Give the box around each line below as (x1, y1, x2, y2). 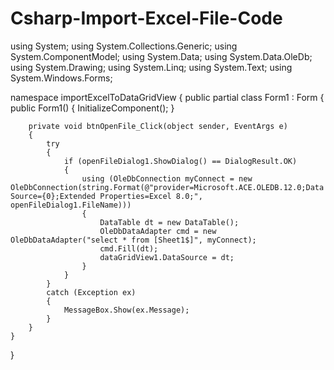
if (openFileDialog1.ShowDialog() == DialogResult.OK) (63, 156, 298, 166)
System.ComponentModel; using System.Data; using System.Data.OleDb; (10, 50, 313, 62)
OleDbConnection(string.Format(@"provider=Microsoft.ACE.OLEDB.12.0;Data (10, 182, 325, 192)
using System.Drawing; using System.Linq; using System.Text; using (10, 61, 293, 73)
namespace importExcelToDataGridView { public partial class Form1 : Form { (10, 91, 325, 103)
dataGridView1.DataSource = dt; (99, 252, 235, 262)
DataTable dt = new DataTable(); (99, 217, 240, 227)
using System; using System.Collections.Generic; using (10, 40, 238, 52)
